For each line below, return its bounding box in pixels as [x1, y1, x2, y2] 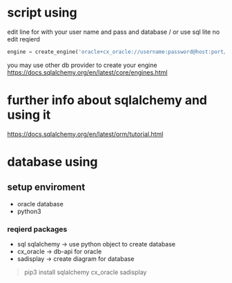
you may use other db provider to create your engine [7, 61, 157, 69]
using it [7, 107, 51, 122]
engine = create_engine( [7, 48, 79, 55]
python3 [17, 207, 41, 215]
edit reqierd [7, 35, 40, 43]
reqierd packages [7, 224, 68, 234]
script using [7, 5, 77, 21]
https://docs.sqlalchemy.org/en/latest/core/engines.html [7, 68, 168, 77]
